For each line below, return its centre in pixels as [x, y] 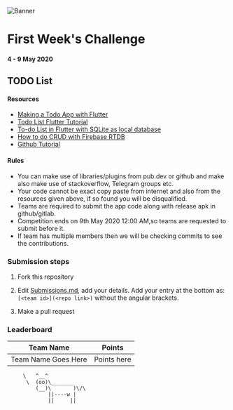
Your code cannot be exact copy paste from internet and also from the [119, 191]
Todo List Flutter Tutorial [52, 122]
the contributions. [43, 243]
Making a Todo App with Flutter [63, 114]
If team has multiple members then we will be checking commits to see [120, 236]
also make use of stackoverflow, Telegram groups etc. [95, 183]
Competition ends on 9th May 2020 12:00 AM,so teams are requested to [122, 220]
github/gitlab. [36, 213]
